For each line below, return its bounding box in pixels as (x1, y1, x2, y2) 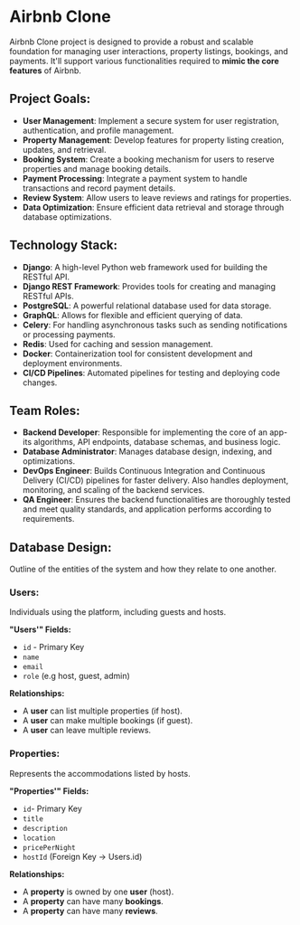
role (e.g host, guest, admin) (22, 671, 131, 682)
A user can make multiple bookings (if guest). (22, 715, 193, 726)
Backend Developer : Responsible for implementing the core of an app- (22, 427, 287, 438)
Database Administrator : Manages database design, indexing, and (22, 446, 273, 458)
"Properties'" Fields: (9, 785, 89, 797)
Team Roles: (9, 402, 80, 418)
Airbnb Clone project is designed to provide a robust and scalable (9, 36, 255, 47)
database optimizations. (22, 211, 113, 222)
